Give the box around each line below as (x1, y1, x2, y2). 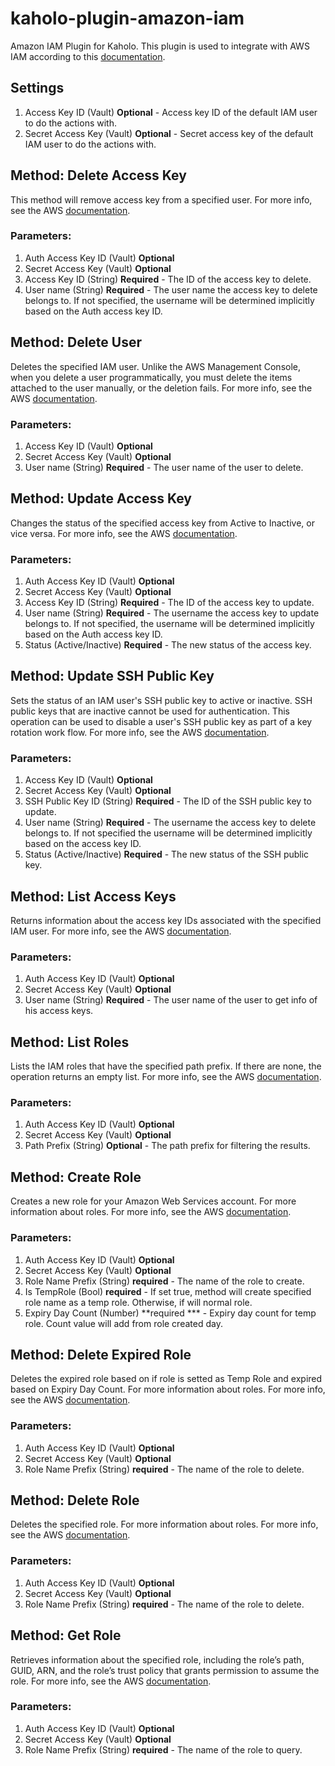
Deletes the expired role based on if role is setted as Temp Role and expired (10, 1373, 323, 1385)
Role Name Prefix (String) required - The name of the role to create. (24, 1275, 305, 1287)
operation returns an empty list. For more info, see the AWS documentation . (10, 1071, 322, 1083)
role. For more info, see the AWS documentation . (10, 1675, 212, 1687)
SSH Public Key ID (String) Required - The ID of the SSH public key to (24, 795, 312, 807)
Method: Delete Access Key (10, 167, 187, 184)
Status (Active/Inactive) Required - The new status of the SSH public (24, 848, 310, 861)
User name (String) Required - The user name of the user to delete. (24, 461, 304, 473)
